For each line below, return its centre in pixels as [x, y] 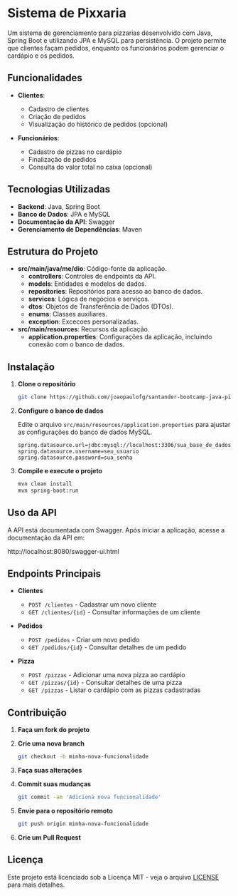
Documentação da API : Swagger [66, 222]
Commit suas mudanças [54, 784]
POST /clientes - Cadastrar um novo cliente [92, 604]
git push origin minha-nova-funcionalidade [83, 824]
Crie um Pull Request [49, 837]
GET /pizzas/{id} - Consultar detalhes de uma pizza [105, 683]
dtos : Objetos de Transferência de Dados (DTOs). [101, 307]
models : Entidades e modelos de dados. [87, 284]
